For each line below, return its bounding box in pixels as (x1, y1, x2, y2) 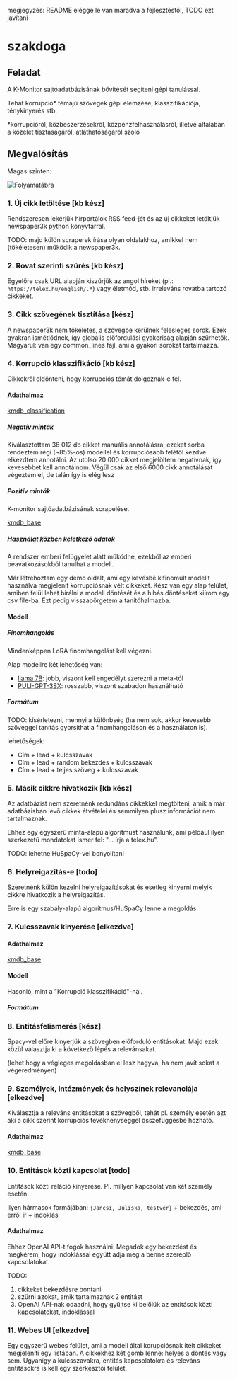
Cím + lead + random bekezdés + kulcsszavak (17, 757, 153, 767)
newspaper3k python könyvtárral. (7, 222, 106, 231)
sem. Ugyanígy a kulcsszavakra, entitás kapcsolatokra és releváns (7, 1356, 200, 1365)
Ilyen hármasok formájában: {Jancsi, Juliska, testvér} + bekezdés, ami (7, 1203, 222, 1211)
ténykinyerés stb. (7, 106, 58, 115)
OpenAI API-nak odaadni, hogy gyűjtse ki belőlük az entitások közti (17, 1300, 213, 1308)
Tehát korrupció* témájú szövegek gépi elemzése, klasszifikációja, (7, 99, 201, 107)
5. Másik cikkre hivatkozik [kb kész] (7, 783, 133, 793)
